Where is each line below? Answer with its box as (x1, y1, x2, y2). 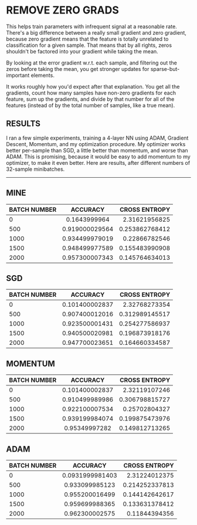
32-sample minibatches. (6, 165, 65, 172)
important (6, 72, 30, 79)
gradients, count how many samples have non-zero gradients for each (6, 89, 176, 96)
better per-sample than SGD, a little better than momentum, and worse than (6, 147, 189, 154)
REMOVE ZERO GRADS (6, 4, 119, 17)
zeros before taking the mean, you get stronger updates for (6, 65, 150, 72)
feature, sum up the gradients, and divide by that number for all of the (6, 95, 175, 103)
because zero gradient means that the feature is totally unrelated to (6, 35, 169, 42)
